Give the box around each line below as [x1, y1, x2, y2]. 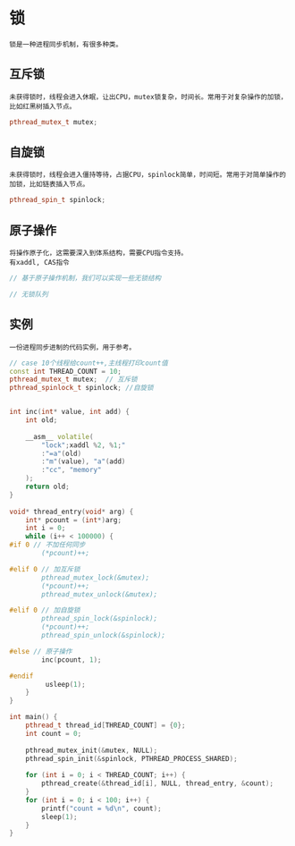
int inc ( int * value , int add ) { [9, 408, 130, 417]
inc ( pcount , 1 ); [41, 655, 102, 664]
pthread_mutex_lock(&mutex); [41, 573, 150, 582]
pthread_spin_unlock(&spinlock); [41, 631, 166, 640]
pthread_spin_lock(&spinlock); [41, 614, 158, 623]
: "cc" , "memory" [41, 466, 102, 475]
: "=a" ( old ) [41, 449, 82, 458]
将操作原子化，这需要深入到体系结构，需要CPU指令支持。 [9, 249, 188, 258]
